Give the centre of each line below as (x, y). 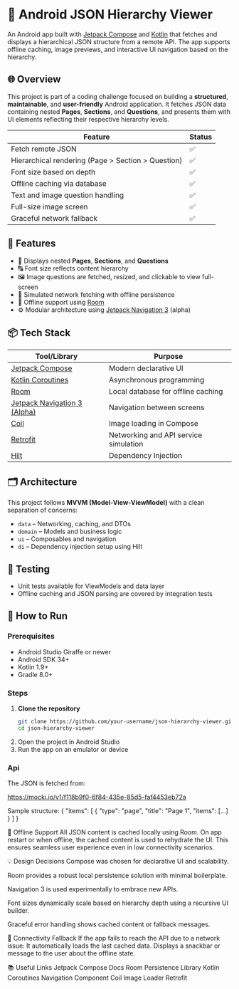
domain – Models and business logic (70, 532)
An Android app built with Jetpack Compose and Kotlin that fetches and (112, 34)
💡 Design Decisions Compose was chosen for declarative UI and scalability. (118, 862)
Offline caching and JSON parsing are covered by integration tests (115, 593)
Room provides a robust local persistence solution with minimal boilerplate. (117, 876)
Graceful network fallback (54, 218)
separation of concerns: (43, 510)
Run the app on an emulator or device (73, 749)
